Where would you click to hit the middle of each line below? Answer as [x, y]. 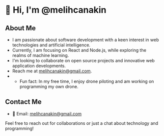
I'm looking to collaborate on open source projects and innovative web [83, 60]
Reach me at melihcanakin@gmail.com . [52, 71]
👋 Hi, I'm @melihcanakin [56, 10]
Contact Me [23, 102]
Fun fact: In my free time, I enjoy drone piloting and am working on [87, 81]
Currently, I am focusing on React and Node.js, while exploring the [79, 50]
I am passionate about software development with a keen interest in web [85, 40]
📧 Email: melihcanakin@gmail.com [47, 113]
